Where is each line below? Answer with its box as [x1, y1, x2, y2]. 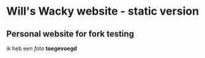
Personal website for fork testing [6, 29, 135, 39]
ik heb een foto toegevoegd [6, 45, 78, 52]
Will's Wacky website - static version [6, 4, 199, 18]
